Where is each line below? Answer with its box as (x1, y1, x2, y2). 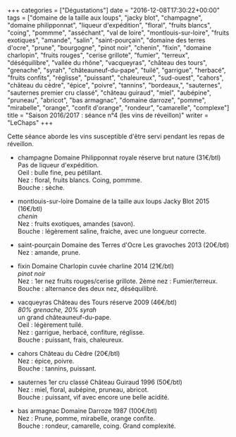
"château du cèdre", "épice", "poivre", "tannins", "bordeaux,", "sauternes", (7, 81, 222, 89)
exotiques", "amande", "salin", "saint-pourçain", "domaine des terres (7, 36, 206, 44)
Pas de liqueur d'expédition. (17, 161, 99, 169)
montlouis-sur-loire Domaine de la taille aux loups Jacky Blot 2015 (17, 197, 210, 205)
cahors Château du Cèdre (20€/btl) (17, 349, 120, 357)
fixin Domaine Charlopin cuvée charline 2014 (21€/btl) (17, 262, 175, 270)
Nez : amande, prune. (17, 249, 81, 256)
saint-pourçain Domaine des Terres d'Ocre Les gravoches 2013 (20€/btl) (17, 241, 230, 249)
